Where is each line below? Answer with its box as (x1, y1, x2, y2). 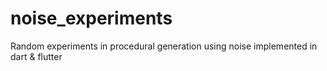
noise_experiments (10, 7, 173, 30)
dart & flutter (10, 50, 63, 62)
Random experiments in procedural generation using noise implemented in (10, 40, 318, 52)
